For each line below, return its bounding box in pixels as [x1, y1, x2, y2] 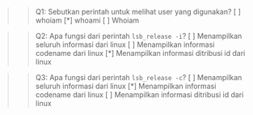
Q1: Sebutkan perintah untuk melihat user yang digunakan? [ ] [35, 7, 242, 16]
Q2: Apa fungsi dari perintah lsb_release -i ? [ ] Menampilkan [35, 32, 242, 40]
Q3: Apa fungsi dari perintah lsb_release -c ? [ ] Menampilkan [35, 73, 242, 82]
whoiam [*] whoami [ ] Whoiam [35, 15, 140, 25]
